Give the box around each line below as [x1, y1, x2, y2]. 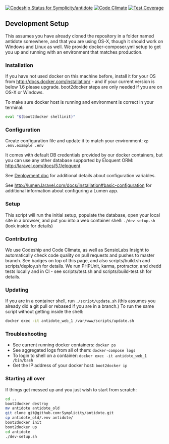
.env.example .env [5, 143, 44, 148]
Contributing [5, 235, 37, 243]
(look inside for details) [5, 223, 53, 229]
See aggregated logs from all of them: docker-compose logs [12, 347, 136, 353]
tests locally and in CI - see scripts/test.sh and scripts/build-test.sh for [5, 268, 152, 274]
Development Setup [5, 19, 69, 28]
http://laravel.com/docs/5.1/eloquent [5, 163, 81, 169]
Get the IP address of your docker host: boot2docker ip [12, 362, 128, 369]
